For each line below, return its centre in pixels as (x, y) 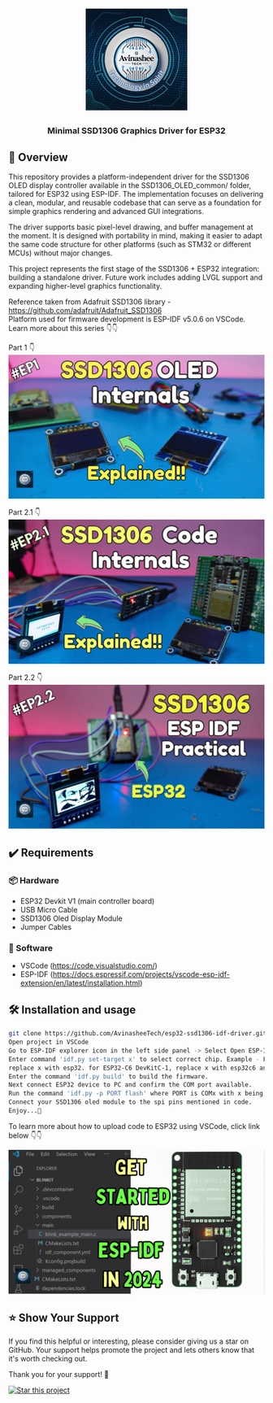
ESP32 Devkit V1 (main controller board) (87, 901)
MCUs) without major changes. (61, 253)
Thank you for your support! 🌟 (59, 1375)
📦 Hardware (34, 880)
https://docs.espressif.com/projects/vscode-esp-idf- (141, 974)
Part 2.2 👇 (26, 677)
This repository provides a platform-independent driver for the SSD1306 (129, 176)
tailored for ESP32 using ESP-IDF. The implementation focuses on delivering (136, 194)
